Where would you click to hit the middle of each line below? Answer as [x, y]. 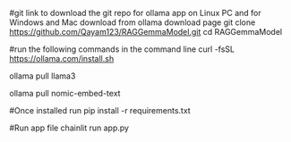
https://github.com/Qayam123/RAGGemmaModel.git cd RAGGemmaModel [146, 32]
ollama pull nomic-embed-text [65, 93]
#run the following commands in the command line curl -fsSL [122, 49]
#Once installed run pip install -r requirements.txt [100, 110]
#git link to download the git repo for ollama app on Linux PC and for [135, 13]
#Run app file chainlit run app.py [69, 128]
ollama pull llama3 [43, 76]
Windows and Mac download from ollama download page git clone [133, 22]
